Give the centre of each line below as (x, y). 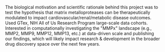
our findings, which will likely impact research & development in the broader (82, 39)
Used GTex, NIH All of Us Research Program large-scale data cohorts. (76, 23)
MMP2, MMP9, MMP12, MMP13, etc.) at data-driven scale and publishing (80, 33)
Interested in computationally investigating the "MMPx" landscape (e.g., (79, 28)
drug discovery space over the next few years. (53, 44)
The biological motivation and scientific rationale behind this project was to (82, 7)
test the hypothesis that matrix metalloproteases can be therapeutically (78, 12)
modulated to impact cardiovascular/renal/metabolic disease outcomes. (78, 18)
